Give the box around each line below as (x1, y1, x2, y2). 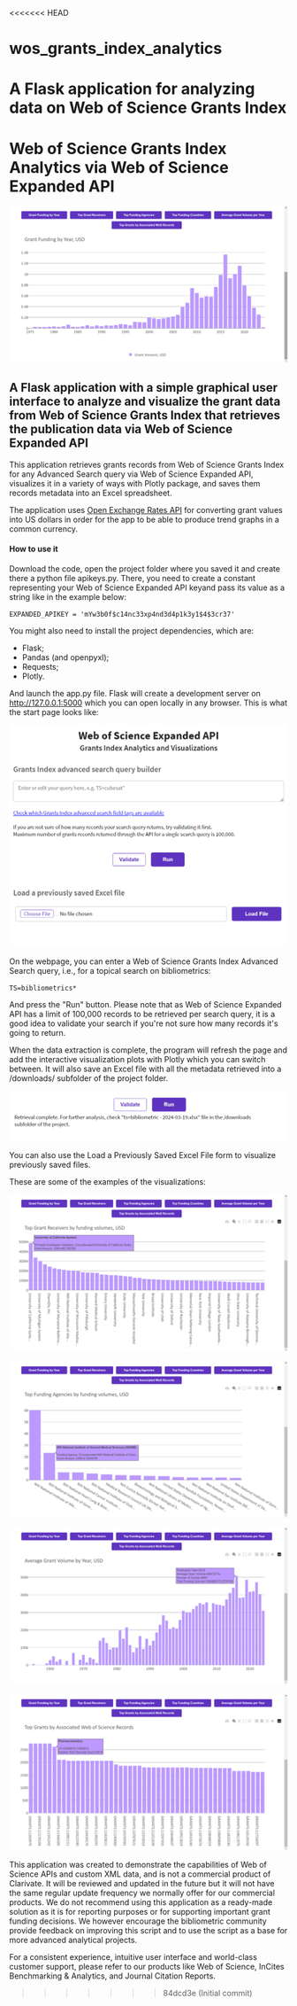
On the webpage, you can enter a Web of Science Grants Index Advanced (9, 956, 278, 967)
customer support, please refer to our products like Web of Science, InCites (9, 1962, 285, 1972)
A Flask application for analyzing (9, 79, 255, 99)
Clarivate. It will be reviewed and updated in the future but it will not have (9, 1878, 275, 1889)
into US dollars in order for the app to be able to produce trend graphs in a (9, 514, 280, 525)
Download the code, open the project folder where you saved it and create (9, 563, 281, 574)
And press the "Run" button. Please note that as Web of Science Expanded (9, 999, 282, 1009)
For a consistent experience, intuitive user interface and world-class (9, 1952, 258, 1963)
